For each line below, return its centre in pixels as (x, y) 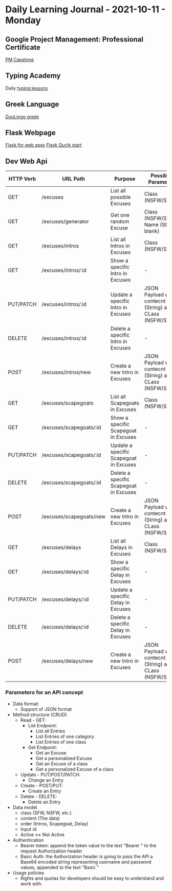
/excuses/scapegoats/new (74, 517)
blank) (152, 231)
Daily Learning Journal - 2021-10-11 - (85, 9)
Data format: (26, 704)
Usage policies (28, 873)
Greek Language (32, 104)
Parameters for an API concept (44, 692)
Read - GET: (33, 720)
